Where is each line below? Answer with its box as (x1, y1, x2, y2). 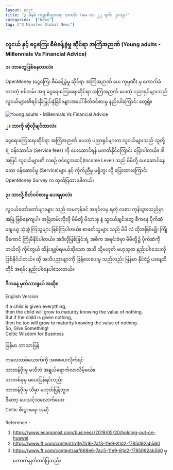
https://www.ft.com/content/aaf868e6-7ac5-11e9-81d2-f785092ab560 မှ (12, 447, 167, 454)
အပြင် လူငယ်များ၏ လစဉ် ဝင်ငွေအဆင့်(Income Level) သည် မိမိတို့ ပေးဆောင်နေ (5, 157, 165, 163)
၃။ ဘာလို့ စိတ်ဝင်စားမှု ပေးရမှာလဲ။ (5, 192, 73, 198)
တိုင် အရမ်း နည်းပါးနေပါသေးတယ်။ (5, 266, 75, 272)
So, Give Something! (5, 325, 49, 331)
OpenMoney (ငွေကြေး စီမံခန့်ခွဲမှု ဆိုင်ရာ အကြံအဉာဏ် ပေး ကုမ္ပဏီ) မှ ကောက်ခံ (5, 78, 161, 84)
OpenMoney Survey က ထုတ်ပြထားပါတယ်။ (5, 177, 95, 183)
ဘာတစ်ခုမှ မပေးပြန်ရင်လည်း (5, 376, 63, 382)
